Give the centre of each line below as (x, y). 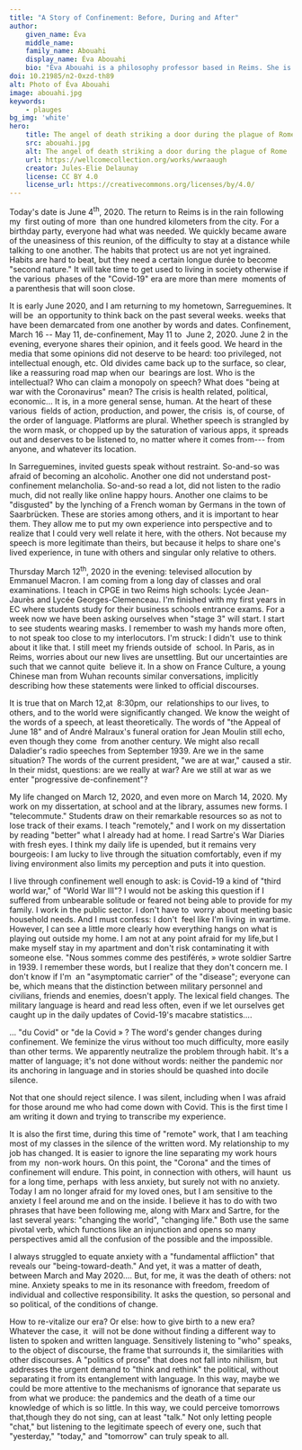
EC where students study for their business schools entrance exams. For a (147, 609)
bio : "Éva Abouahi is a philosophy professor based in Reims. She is (159, 68)
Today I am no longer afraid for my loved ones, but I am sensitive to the (141, 1191)
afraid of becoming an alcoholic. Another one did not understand (129, 476)
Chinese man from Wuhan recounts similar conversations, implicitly (134, 676)
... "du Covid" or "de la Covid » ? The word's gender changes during (136, 1032)
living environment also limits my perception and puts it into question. (138, 864)
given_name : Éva (56, 34)
